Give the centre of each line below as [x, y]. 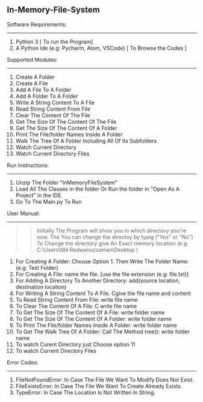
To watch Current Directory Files [56, 350]
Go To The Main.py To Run [48, 201]
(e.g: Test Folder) [37, 267]
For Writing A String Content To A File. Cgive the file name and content [103, 293]
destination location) [41, 287]
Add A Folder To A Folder [47, 96]
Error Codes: [23, 362]
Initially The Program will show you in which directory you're [111, 230]
